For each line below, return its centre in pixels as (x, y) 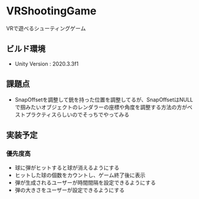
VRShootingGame (51, 11)
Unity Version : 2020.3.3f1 (46, 63)
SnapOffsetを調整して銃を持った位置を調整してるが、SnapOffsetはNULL (104, 99)
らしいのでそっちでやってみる (93, 114)
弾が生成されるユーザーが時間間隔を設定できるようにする (85, 183)
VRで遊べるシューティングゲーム (46, 28)
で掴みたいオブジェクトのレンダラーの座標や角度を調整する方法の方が (101, 107)
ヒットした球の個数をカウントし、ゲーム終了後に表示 (80, 175)
